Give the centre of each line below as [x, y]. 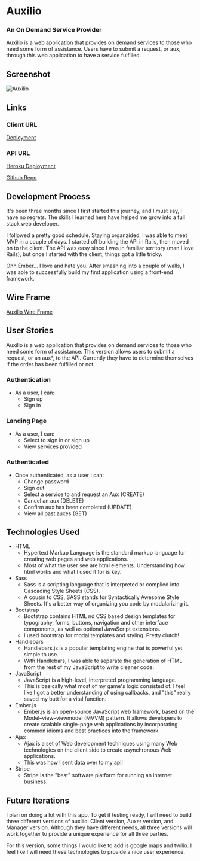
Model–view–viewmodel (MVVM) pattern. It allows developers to [103, 718]
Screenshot [28, 74]
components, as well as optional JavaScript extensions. [92, 629]
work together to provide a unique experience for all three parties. [87, 834]
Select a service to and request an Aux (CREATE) [84, 494]
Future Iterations [38, 800]
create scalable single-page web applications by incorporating [101, 725]
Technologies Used [43, 532]
